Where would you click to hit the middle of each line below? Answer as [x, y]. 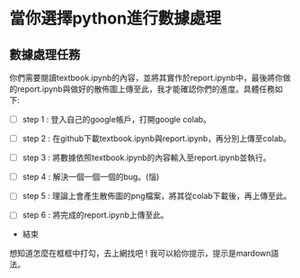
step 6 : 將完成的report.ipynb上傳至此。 [95, 215]
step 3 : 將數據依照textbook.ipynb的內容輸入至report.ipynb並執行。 [146, 157]
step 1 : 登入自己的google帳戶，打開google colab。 [117, 119]
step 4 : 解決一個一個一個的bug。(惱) [91, 177]
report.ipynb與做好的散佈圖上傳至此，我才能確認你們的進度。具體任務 [146, 89]
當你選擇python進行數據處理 [115, 18]
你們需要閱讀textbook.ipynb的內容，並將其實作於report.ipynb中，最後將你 [146, 78]
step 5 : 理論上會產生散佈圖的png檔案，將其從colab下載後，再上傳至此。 [157, 196]
